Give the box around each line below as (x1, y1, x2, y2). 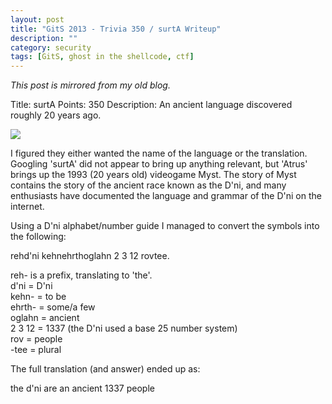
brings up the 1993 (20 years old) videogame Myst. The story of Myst (10, 169, 297, 181)
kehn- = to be (10, 291, 67, 303)
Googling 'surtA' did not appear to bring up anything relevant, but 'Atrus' (10, 158, 308, 170)
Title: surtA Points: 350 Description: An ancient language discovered (10, 99, 293, 111)
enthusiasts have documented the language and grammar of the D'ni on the (10, 190, 322, 202)
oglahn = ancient (10, 312, 80, 324)
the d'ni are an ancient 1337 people (10, 382, 155, 395)
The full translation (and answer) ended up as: (10, 363, 201, 375)
